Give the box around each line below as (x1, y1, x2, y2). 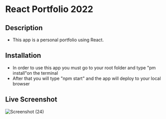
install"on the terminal (12, 70, 58, 76)
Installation (5, 51, 41, 60)
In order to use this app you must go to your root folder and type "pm (12, 64, 156, 71)
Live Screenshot (5, 95, 57, 104)
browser (12, 80, 30, 86)
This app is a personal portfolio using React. (12, 37, 104, 43)
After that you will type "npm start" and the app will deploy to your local (12, 75, 161, 81)
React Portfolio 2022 (5, 4, 94, 15)
